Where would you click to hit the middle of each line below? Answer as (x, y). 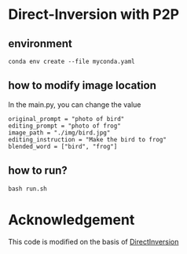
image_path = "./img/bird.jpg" (59, 133)
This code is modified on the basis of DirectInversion (93, 241)
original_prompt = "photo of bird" (66, 119)
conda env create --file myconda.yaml (71, 61)
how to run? (38, 171)
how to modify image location (82, 85)
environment (40, 44)
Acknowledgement (71, 220)
